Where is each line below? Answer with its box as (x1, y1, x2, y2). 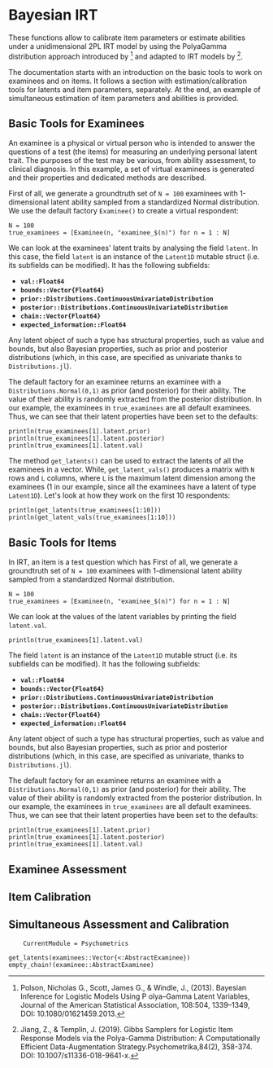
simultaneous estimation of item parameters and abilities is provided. (8, 93, 239, 103)
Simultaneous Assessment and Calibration (8, 918, 229, 932)
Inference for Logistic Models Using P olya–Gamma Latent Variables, (19, 991, 250, 1001)
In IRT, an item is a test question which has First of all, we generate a (8, 557, 238, 567)
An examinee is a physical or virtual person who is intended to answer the (8, 138, 256, 148)
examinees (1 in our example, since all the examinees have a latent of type (8, 482, 257, 492)
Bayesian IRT (8, 6, 98, 24)
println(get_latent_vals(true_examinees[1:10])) (8, 513, 176, 522)
